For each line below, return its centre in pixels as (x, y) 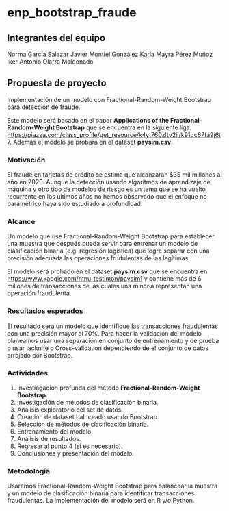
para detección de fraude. (44, 107)
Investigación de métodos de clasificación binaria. (87, 402)
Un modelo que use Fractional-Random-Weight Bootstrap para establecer (111, 236)
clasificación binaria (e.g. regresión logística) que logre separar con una (108, 251)
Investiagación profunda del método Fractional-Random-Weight (108, 388)
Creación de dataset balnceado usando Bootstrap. (88, 417)
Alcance (21, 222)
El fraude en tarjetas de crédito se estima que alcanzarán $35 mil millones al (114, 175)
